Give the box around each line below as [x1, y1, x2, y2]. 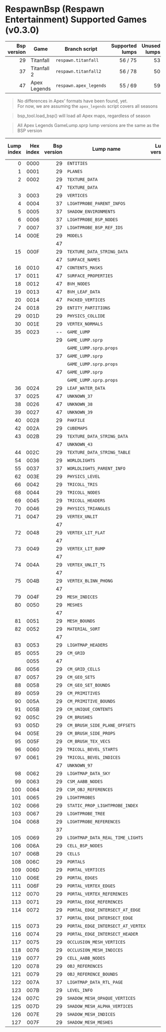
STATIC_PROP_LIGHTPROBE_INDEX [67, 803, 138, 808]
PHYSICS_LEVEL [67, 473, 100, 479]
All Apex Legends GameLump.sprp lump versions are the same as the [17, 122, 160, 128]
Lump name [92, 145, 121, 152]
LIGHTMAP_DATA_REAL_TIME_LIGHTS [67, 835, 143, 840]
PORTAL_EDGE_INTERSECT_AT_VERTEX [67, 923, 146, 929]
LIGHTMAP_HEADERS [67, 642, 108, 648]
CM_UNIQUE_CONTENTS [67, 706, 113, 712]
